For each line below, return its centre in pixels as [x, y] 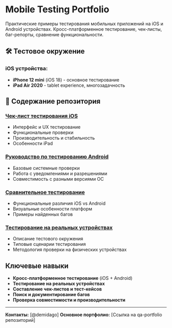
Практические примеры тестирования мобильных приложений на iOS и [84, 24]
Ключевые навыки [37, 266]
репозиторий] [20, 320]
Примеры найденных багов [43, 214]
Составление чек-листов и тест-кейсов [57, 289]
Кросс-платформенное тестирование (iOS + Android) [72, 278]
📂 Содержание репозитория [53, 101]
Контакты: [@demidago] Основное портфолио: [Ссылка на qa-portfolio [84, 315]
